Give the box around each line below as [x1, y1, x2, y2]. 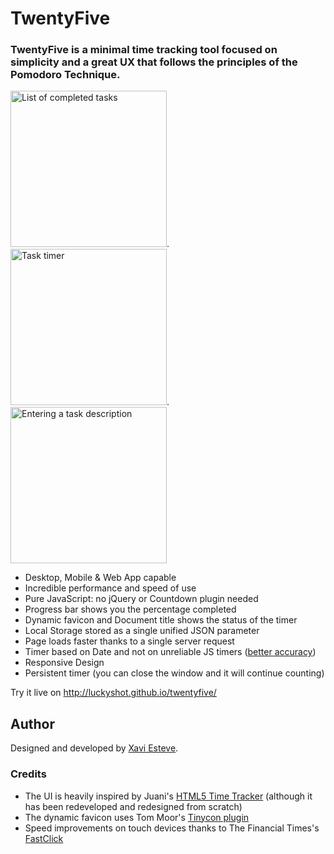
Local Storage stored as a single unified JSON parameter [24, 625, 260, 637]
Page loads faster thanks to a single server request [24, 635, 235, 647]
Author [10, 715, 55, 732]
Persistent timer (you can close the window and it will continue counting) [24, 667, 325, 679]
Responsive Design [24, 657, 105, 669]
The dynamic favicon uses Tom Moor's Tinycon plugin [24, 811, 250, 823]
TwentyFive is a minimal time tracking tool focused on [10, 43, 278, 57]
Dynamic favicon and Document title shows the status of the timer [24, 614, 298, 626]
